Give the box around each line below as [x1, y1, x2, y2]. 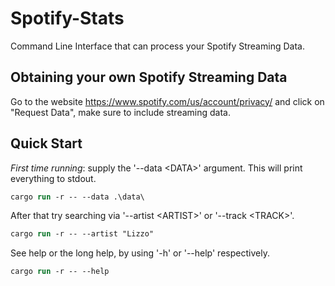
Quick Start [10, 135, 83, 152]
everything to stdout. [10, 172, 97, 184]
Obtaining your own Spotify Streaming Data [10, 69, 288, 86]
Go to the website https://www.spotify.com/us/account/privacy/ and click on [10, 95, 325, 107]
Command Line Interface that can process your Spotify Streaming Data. [10, 40, 305, 52]
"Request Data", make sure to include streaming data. [10, 106, 231, 118]
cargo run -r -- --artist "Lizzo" [10, 229, 155, 239]
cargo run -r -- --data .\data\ [10, 192, 145, 202]
